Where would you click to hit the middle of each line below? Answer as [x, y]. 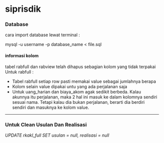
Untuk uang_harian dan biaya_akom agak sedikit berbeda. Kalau [77, 92]
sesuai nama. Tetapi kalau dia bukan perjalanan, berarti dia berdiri [78, 102]
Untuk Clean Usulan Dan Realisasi [46, 124]
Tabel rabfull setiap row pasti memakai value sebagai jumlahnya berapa [84, 81]
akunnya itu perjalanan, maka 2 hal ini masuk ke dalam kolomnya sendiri [85, 97]
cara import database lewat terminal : [43, 35]
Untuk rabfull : [20, 71]
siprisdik [23, 9]
